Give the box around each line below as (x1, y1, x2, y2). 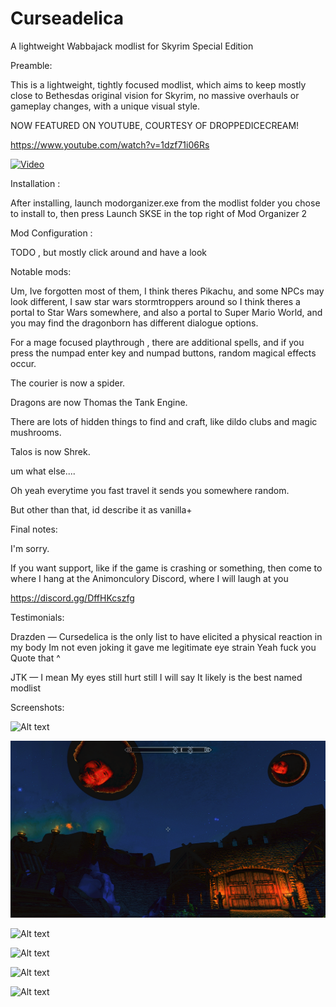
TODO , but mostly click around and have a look (10, 246, 207, 258)
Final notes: (10, 523, 58, 535)
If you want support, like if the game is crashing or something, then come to (10, 562, 323, 574)
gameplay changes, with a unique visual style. (10, 100, 201, 112)
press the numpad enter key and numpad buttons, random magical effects (10, 347, 317, 359)
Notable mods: (10, 265, 72, 277)
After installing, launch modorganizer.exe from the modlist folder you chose (10, 197, 321, 209)
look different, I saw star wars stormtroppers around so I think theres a (10, 295, 301, 307)
